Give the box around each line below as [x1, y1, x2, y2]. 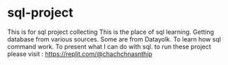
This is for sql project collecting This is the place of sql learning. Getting [7, 28, 215, 36]
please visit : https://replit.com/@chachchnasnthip [7, 50, 152, 58]
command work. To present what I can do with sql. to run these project [7, 42, 211, 50]
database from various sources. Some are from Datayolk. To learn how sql [7, 35, 222, 43]
